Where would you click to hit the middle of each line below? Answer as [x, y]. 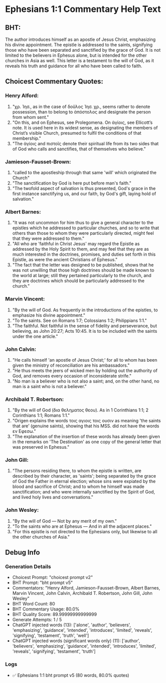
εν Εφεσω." [24, 431]
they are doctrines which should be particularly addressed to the [78, 281]
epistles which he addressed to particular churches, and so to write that [86, 228]
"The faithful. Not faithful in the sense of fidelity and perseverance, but [84, 326]
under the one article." [35, 336]
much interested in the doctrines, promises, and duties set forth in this [84, 254]
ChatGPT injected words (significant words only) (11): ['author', [76, 641]
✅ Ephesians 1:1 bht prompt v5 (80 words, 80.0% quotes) [71, 675]
